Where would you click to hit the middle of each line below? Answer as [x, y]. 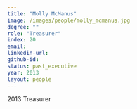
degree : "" [23, 27]
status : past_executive [42, 66]
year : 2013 [23, 72]
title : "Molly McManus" [42, 14]
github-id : [23, 60]
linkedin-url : [28, 53]
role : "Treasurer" [34, 33]
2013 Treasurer [29, 99]
